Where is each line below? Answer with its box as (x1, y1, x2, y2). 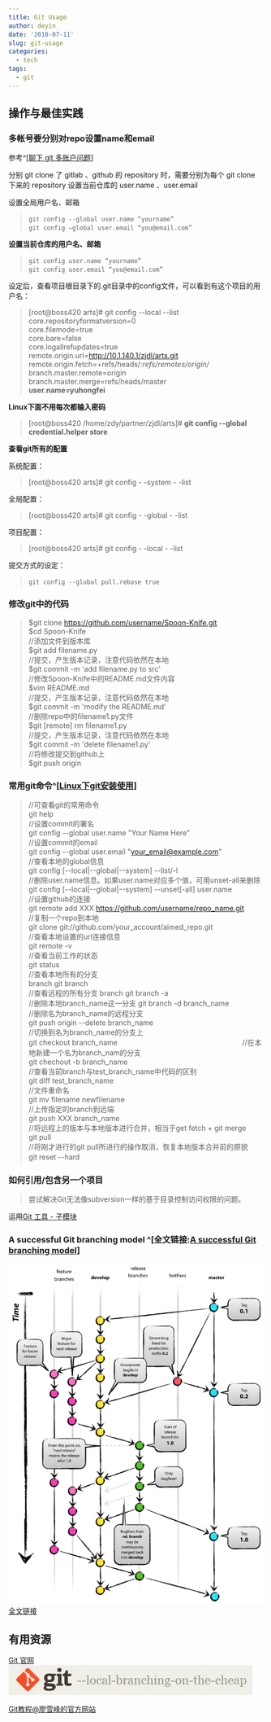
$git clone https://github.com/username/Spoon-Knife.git (28, 617, 217, 627)
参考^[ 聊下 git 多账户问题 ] (8, 153, 94, 163)
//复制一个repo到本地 (28, 913, 100, 923)
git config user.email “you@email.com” (28, 265, 164, 274)
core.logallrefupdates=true (28, 342, 118, 352)
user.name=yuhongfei (28, 385, 105, 395)
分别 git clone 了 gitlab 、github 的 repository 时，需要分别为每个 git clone (8, 170, 256, 180)
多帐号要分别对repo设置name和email (8, 133, 155, 144)
